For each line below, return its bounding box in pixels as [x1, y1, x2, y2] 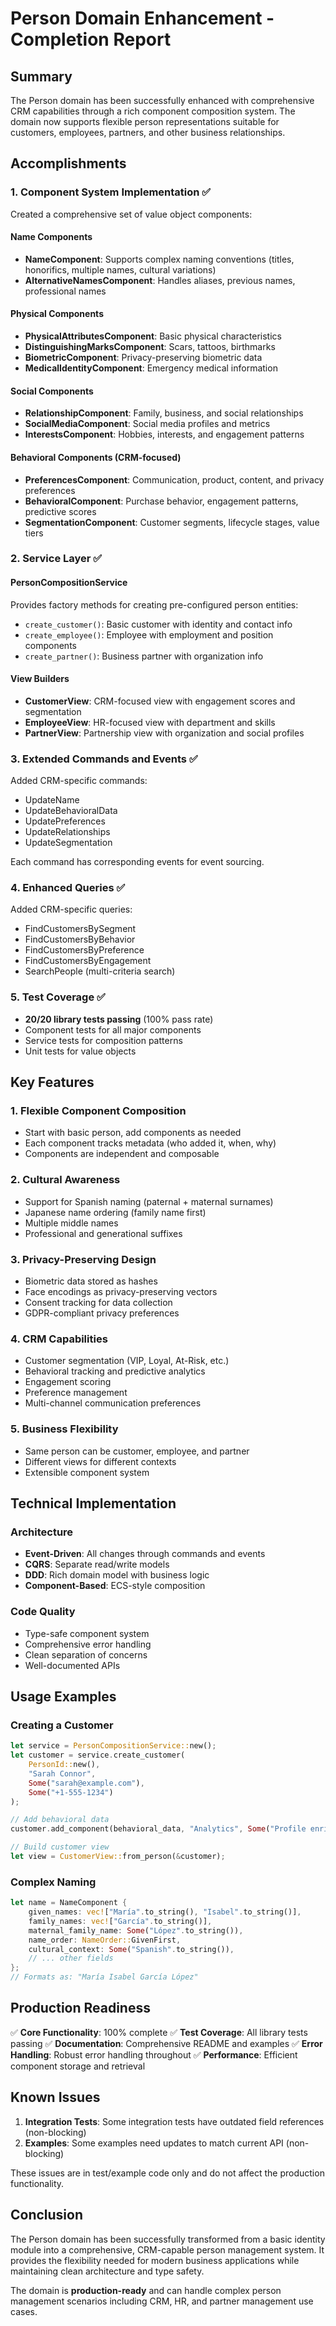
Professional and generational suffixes [24, 1227, 183, 1239]
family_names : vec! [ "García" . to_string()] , [28, 1916, 213, 1926]
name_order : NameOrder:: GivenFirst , [28, 1935, 182, 1945]
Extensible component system [24, 1466, 150, 1478]
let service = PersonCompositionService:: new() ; [10, 1741, 217, 1751]
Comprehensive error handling [24, 1638, 152, 1650]
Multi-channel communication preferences [24, 1397, 202, 1409]
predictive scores [24, 505, 97, 517]
